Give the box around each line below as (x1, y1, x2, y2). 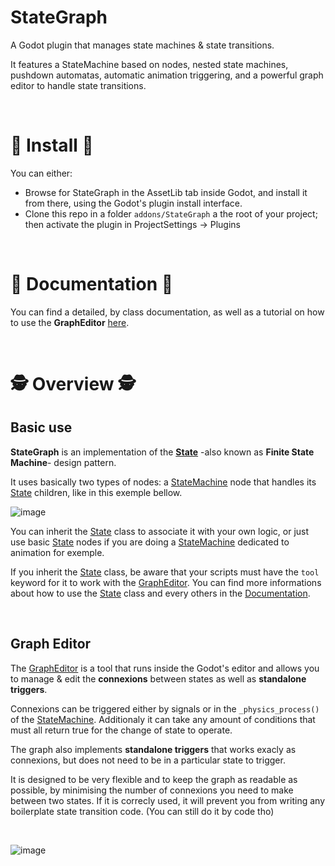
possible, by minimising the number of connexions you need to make (10, 784, 294, 796)
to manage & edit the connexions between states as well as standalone (10, 672, 307, 685)
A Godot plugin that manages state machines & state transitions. (10, 39, 275, 51)
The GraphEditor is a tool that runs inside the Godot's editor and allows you (10, 662, 320, 674)
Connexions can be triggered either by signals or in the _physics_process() (10, 702, 320, 715)
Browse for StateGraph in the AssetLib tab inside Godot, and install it (24, 186, 308, 198)
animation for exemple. (10, 546, 105, 558)
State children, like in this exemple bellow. (10, 486, 183, 498)
